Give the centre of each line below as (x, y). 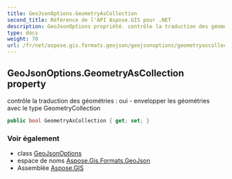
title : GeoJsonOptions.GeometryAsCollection (72, 13)
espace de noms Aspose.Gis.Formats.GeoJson (84, 160)
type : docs (23, 33)
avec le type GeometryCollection (54, 108)
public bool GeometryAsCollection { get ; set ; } (78, 120)
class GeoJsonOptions (49, 153)
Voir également (33, 138)
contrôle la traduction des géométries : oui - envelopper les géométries (108, 101)
